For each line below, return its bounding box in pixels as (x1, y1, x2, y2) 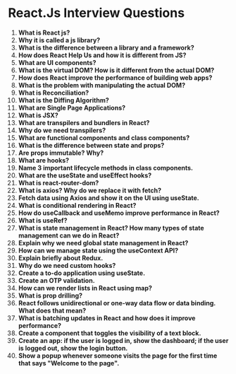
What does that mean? (18, 306, 87, 315)
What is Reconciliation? (18, 88, 89, 97)
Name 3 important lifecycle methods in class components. (18, 163, 193, 172)
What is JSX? (18, 111, 58, 119)
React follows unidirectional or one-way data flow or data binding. (18, 298, 216, 307)
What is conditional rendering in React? (18, 201, 137, 209)
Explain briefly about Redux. (18, 253, 104, 262)
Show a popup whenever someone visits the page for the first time (18, 351, 218, 360)
